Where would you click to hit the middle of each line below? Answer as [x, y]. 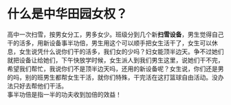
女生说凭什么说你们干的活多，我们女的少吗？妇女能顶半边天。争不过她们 [121, 51]
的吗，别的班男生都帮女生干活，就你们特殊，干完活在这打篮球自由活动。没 [112, 77]
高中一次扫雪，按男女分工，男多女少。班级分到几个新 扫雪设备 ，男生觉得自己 [115, 34]
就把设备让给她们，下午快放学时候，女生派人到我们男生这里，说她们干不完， [115, 60]
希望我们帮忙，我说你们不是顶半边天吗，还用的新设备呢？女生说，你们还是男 [115, 69]
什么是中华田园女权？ [68, 14]
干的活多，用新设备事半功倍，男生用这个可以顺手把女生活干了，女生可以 [109, 43]
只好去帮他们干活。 [40, 86]
